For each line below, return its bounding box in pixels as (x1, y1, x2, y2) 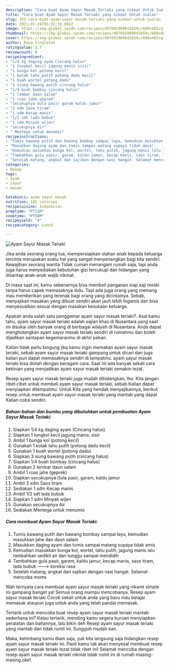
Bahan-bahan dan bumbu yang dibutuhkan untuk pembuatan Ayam (6, 408, 151, 414)
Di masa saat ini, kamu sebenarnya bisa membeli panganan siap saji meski (6, 282, 159, 288)
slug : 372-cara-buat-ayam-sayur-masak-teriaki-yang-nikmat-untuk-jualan (6, 17, 161, 22)
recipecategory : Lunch (6, 223, 53, 228)
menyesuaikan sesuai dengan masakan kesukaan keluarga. (6, 303, 128, 309)
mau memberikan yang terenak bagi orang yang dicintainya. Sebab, (6, 293, 146, 298)
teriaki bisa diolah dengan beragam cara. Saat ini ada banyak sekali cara (6, 360, 155, 366)
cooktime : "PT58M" (6, 213, 44, 218)
